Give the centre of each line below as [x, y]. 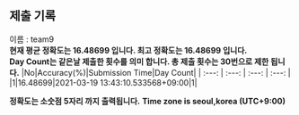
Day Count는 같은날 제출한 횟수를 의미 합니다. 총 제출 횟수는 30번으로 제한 [139, 62]
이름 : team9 [32, 39]
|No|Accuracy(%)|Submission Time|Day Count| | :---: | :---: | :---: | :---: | [156, 72]
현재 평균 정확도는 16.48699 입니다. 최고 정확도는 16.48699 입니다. [128, 50]
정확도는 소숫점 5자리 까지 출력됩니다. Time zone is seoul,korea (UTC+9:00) [147, 101]
